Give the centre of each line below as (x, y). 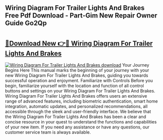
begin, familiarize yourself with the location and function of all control (75, 86)
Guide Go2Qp (26, 23)
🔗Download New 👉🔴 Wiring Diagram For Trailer (79, 43)
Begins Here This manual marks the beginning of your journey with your (77, 70)
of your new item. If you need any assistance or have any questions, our (77, 127)
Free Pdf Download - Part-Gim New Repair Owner (81, 16)
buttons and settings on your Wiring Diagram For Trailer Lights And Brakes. (80, 91)
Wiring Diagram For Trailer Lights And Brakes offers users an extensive (76, 96)
